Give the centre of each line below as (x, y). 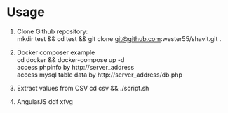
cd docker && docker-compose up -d (71, 59)
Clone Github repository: (52, 31)
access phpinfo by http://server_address (75, 67)
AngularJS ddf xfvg (45, 101)
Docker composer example (56, 52)
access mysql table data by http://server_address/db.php (100, 75)
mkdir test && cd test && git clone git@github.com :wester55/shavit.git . (119, 38)
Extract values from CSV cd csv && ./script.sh (83, 88)
